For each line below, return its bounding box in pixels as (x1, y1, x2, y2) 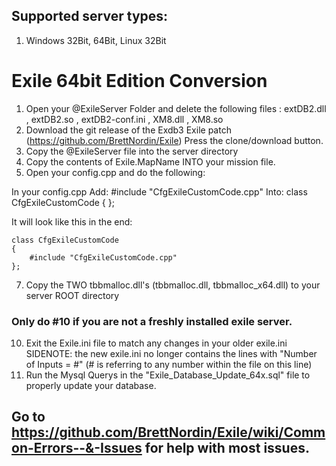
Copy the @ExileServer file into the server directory (25, 145, 239, 157)
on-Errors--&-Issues (11, 440, 143, 457)
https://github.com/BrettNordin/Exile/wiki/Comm (11, 424, 326, 441)
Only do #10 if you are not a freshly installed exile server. (11, 314, 293, 328)
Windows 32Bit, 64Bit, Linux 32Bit (25, 34, 167, 46)
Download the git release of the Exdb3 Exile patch (25, 124, 232, 136)
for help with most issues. (144, 440, 310, 457)
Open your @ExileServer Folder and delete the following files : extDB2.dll (25, 102, 327, 114)
